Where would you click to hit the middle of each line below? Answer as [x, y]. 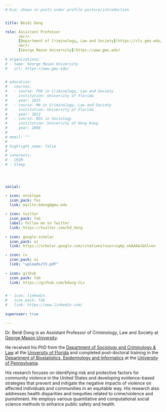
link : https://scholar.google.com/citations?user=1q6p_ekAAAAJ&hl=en [83, 246]
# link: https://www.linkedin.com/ [44, 305]
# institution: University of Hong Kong [52, 123]
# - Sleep [15, 165]
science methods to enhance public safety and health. [61, 404]
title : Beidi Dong [24, 23]
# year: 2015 [23, 100]
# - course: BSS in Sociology [38, 119]
